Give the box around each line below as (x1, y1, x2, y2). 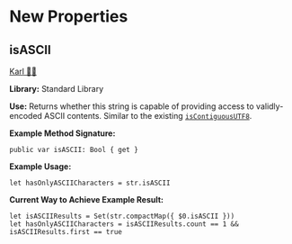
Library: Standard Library (9, 84, 104, 94)
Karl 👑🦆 (9, 66, 38, 77)
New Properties (9, 6, 128, 27)
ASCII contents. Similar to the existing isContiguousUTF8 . (44, 111, 252, 121)
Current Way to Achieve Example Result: (9, 194, 164, 204)
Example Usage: (9, 161, 72, 172)
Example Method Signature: (9, 128, 116, 139)
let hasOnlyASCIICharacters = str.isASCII (9, 178, 171, 187)
